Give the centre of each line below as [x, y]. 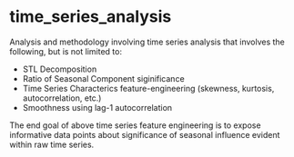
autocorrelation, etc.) [62, 98]
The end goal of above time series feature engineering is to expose [135, 125]
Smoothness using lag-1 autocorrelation [97, 107]
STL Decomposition [60, 69]
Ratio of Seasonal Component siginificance [103, 78]
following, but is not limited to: [66, 51]
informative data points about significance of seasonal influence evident [145, 134]
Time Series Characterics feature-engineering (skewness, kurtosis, [148, 88]
